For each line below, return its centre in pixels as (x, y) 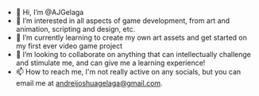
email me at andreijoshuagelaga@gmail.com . (89, 83)
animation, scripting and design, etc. (75, 29)
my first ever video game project (69, 46)
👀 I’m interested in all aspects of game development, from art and (123, 21)
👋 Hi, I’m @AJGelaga (50, 12)
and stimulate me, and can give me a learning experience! (110, 63)
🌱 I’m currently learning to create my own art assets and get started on (131, 37)
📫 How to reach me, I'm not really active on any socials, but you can (128, 72)
